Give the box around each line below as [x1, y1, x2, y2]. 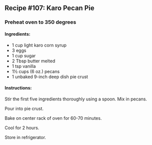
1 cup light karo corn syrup [11, 42, 67, 48]
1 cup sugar [11, 52, 36, 58]
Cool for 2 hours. [4, 125, 39, 131]
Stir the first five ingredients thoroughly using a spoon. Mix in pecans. [4, 96, 148, 102]
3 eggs [11, 47, 27, 53]
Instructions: [4, 85, 32, 91]
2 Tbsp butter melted [11, 58, 56, 64]
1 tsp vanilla [11, 63, 36, 69]
